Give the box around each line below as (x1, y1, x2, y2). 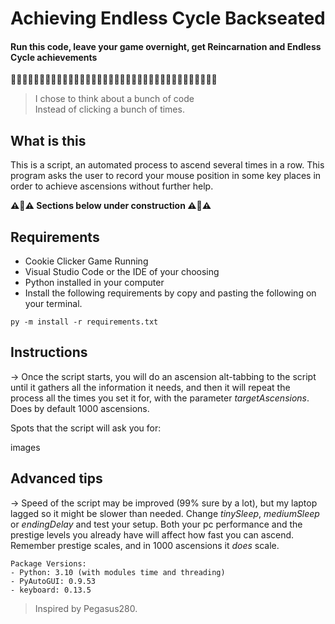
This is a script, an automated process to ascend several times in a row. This (10, 159, 325, 171)
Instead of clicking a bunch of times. (34, 103, 185, 116)
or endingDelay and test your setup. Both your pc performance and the (10, 518, 303, 530)
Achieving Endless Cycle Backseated (10, 7, 326, 30)
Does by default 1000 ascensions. (10, 402, 150, 414)
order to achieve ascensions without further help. (10, 180, 214, 192)
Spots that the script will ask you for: (10, 422, 162, 434)
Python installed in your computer (24, 277, 165, 289)
